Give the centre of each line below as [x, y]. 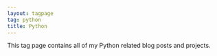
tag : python [24, 20]
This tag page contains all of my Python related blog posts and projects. [109, 46]
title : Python [27, 26]
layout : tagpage [30, 13]
